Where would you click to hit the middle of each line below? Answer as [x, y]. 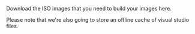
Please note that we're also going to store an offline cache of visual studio [98, 20]
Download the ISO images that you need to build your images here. [89, 8]
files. [12, 26]
